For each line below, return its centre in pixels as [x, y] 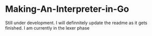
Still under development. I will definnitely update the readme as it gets [76, 23]
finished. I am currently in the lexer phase [48, 28]
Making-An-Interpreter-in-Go [67, 9]
